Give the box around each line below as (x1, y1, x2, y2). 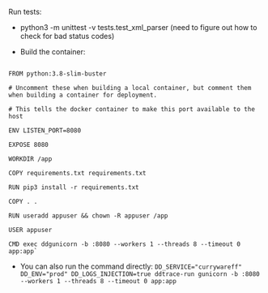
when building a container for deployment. (8, 91, 158, 99)
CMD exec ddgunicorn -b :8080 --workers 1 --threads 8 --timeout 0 (8, 240, 241, 248)
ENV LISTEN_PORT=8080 (8, 127, 82, 135)
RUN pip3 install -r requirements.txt (8, 183, 139, 192)
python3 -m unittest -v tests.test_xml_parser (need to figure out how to (19, 23, 257, 32)
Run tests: (8, 7, 42, 16)
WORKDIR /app (8, 155, 53, 163)
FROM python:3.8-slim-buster (8, 70, 107, 78)
